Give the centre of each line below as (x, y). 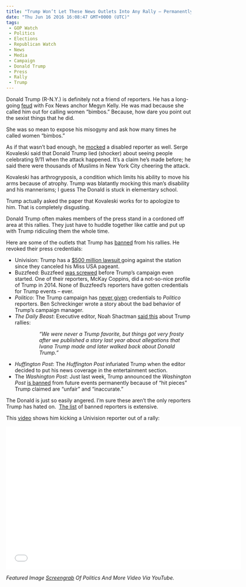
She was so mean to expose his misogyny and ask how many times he (91, 129)
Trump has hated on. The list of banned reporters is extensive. (82, 407)
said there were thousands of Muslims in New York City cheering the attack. (98, 166)
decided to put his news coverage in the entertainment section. (91, 370)
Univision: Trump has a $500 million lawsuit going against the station (98, 260)
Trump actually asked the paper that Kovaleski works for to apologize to (93, 201)
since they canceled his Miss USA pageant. (67, 266)
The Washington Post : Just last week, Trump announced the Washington (103, 376)
